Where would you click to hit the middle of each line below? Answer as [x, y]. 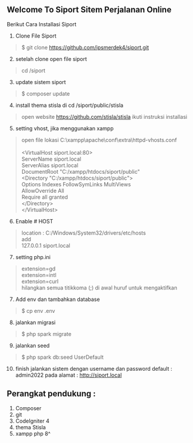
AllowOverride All [43, 190]
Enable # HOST [34, 221]
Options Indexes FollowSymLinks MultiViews [76, 184]
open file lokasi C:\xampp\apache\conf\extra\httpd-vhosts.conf [99, 140]
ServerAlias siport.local [50, 165]
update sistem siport [41, 82]
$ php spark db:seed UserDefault [62, 357]
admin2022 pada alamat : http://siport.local [69, 375]
